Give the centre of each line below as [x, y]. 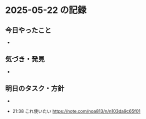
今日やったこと [28, 30]
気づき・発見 [25, 59]
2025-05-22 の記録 [46, 10]
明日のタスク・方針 [35, 88]
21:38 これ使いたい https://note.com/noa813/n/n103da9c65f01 [76, 111]
